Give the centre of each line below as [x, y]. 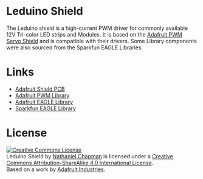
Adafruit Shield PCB [40, 89]
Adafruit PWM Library [42, 95]
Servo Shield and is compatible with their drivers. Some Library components [102, 41]
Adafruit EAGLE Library [44, 102]
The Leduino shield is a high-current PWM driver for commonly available [97, 28]
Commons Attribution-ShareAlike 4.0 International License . [80, 163]
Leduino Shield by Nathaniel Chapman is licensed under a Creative [90, 156]
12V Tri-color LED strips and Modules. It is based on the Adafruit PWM [94, 34]
